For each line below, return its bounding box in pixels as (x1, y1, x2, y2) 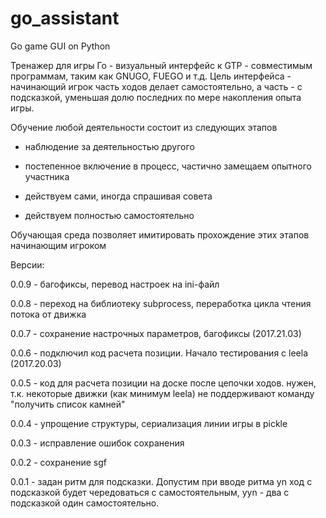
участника (24, 170, 70, 182)
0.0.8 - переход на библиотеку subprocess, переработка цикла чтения (10, 297, 312, 309)
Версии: (10, 258, 45, 271)
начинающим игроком (10, 239, 107, 251)
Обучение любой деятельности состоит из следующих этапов (10, 121, 278, 133)
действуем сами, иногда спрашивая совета (24, 190, 213, 202)
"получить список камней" (10, 398, 126, 410)
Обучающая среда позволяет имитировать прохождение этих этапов (10, 228, 310, 241)
